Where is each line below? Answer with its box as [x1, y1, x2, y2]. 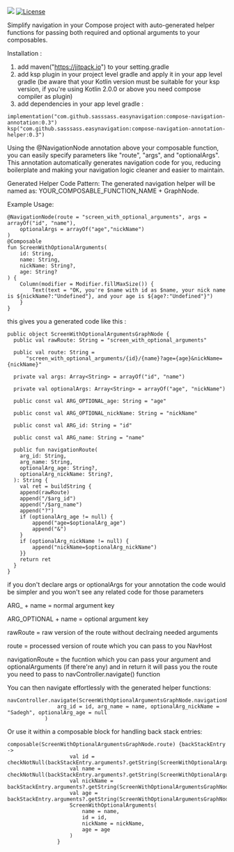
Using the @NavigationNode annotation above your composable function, [7, 143, 219, 152]
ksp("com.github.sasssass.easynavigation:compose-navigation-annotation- [7, 125, 226, 132]
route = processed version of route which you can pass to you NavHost [7, 642, 212, 650]
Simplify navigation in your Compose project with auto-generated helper [7, 21, 214, 29]
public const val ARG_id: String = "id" [13, 422, 132, 429]
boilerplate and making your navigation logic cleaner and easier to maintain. [7, 166, 225, 174]
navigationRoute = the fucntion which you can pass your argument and [7, 655, 211, 663]
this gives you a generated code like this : [7, 317, 127, 325]
